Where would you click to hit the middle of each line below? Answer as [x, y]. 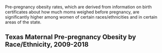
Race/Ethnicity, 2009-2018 [47, 45]
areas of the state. [23, 22]
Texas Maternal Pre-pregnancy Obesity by [71, 37]
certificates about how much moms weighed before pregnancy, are [72, 12]
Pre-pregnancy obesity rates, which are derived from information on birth [78, 7]
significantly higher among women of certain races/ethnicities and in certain [81, 17]
